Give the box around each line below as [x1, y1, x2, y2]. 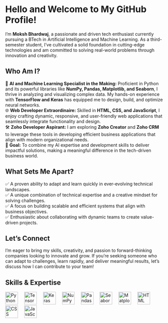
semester [5, 41, 25, 47]
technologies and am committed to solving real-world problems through [5, 47, 155, 53]
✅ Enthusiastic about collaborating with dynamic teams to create [5, 213, 140, 220]
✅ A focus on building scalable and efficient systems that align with [5, 203, 145, 209]
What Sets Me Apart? [5, 168, 74, 176]
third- [150, 36, 162, 42]
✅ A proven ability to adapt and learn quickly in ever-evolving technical [5, 181, 153, 187]
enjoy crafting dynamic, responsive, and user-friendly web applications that [5, 113, 162, 119]
